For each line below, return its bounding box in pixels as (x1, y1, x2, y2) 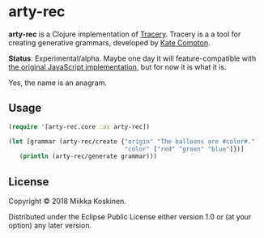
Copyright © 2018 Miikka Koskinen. (8, 197, 127, 206)
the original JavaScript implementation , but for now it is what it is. (8, 62, 227, 71)
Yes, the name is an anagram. (8, 78, 108, 87)
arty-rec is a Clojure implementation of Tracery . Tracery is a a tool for (8, 29, 241, 39)
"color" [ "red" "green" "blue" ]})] (124, 145, 245, 153)
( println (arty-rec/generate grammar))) (19, 152, 158, 160)
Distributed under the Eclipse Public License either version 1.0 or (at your (8, 212, 252, 222)
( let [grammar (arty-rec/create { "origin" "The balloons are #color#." (8, 137, 255, 146)
